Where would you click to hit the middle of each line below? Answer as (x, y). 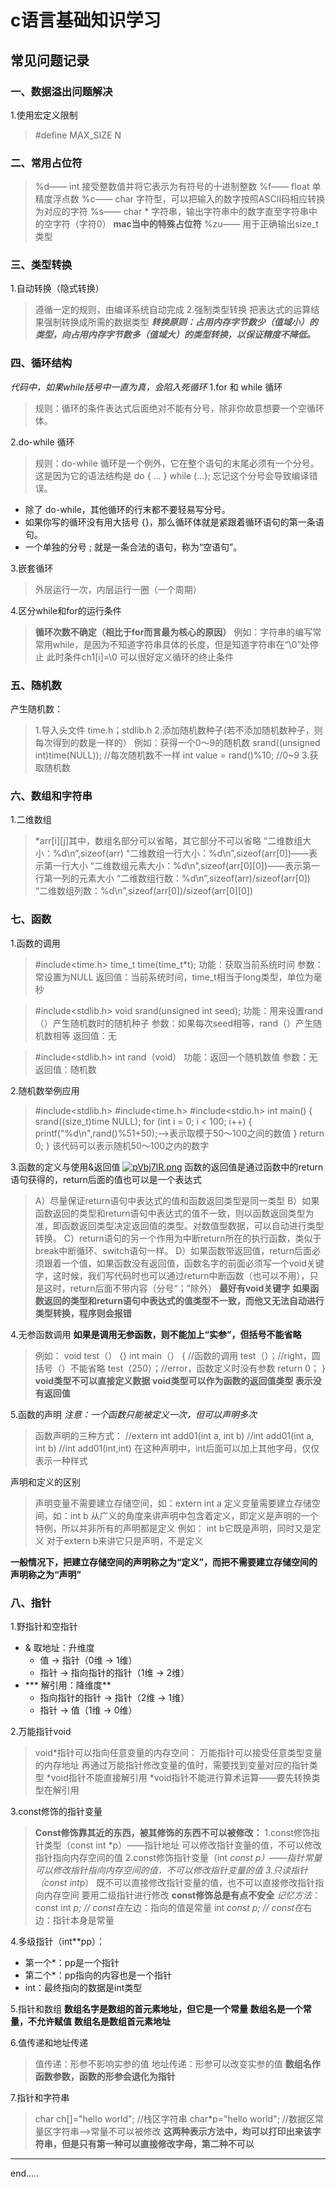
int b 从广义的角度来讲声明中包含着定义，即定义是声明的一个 (194, 1515)
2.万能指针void (41, 1731)
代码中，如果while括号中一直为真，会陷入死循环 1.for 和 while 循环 (146, 387)
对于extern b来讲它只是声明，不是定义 (125, 1540)
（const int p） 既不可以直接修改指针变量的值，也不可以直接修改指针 (175, 1882)
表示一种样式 (61, 1460)
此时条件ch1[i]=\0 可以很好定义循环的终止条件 (140, 657)
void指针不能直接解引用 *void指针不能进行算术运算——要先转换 (181, 1777)
